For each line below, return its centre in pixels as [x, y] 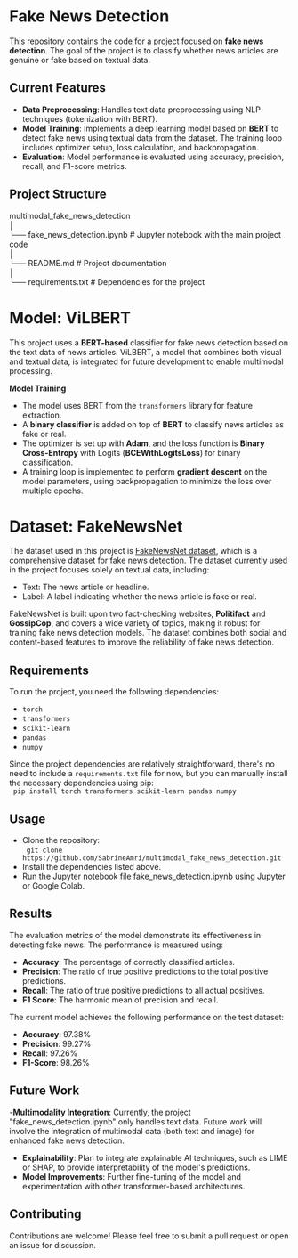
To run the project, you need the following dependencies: [114, 692]
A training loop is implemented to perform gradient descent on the [145, 471]
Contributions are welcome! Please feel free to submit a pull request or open [149, 1236]
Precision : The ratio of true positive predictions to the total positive [145, 971]
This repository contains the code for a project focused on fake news [137, 41]
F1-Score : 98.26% [56, 1062]
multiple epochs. [52, 491]
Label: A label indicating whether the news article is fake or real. [140, 597]
